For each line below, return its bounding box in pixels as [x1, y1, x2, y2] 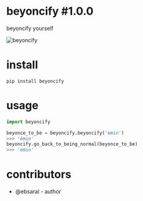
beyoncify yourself [6, 25, 54, 32]
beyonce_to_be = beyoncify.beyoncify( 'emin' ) [6, 130, 124, 136]
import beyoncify [6, 118, 51, 125]
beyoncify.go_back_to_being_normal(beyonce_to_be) [6, 141, 138, 148]
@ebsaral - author [15, 188, 61, 195]
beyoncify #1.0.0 [6, 4, 94, 18]
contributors [6, 167, 71, 181]
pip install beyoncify [6, 78, 64, 84]
